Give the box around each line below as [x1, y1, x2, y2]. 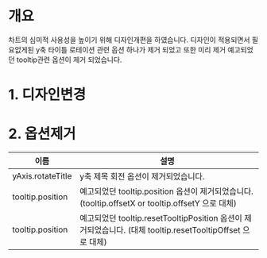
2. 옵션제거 [8, 125, 76, 143]
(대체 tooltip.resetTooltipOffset [127, 225, 241, 236]
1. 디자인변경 [8, 86, 86, 104]
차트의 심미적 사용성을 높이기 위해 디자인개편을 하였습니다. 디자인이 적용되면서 [8, 35, 250, 44]
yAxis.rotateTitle [12, 171, 72, 182]
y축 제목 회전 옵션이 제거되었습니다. [79, 171, 205, 183]
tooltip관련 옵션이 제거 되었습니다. [16, 55, 122, 64]
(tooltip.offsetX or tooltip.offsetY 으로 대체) [79, 198, 237, 209]
